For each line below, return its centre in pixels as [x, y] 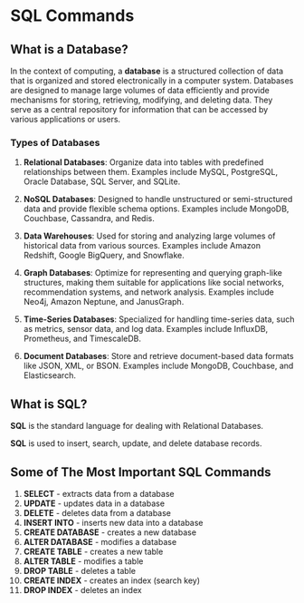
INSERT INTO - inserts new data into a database [113, 522]
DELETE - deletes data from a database [97, 512]
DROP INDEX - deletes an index [83, 589]
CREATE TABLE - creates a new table [93, 551]
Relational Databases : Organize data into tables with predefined [143, 162]
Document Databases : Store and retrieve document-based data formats [158, 356]
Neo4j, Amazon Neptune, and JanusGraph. [104, 302]
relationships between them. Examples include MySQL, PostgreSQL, [151, 172]
